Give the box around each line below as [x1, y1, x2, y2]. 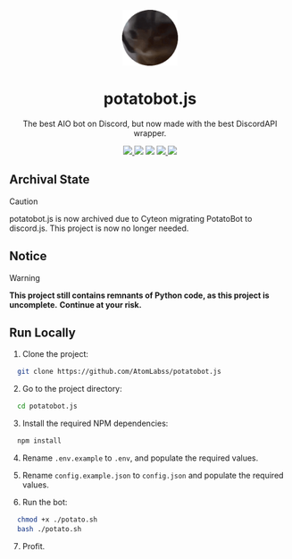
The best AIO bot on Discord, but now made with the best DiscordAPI [22, 118, 278, 129]
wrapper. [133, 127, 167, 139]
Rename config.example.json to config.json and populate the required [21, 470, 284, 480]
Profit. [21, 540, 46, 551]
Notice [9, 249, 47, 264]
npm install [17, 436, 63, 445]
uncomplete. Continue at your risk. [9, 299, 142, 309]
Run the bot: [21, 497, 68, 507]
